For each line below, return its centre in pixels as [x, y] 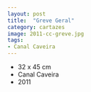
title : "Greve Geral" [41, 21]
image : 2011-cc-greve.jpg [45, 34]
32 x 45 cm [34, 67]
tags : [15, 40]
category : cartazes [36, 27]
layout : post [27, 14]
